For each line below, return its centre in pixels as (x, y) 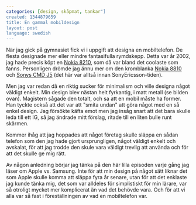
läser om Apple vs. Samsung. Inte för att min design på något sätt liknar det (97, 171)
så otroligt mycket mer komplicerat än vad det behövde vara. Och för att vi (96, 190)
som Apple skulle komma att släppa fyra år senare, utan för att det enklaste (97, 177)
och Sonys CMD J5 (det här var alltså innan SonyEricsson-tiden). (84, 75)
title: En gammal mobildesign (43, 22)
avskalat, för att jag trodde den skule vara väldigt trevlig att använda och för (97, 148)
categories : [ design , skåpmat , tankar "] (56, 11)
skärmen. (18, 124)
